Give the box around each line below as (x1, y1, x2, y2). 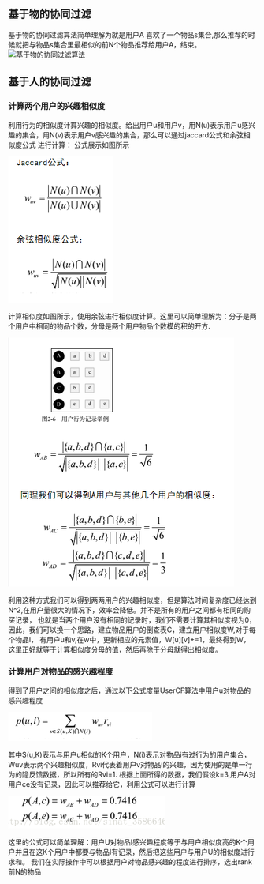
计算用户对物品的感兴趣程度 (8, 666, 113, 677)
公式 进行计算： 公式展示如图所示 (21, 140, 130, 149)
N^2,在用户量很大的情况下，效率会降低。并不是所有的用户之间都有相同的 (8, 605, 244, 615)
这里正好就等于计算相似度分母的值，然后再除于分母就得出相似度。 (8, 645, 222, 654)
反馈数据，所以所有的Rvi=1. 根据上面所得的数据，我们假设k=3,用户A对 (28, 769, 256, 779)
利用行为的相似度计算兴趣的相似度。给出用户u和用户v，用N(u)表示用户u (8, 120, 242, 130)
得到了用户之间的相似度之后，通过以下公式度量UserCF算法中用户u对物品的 (8, 686, 251, 695)
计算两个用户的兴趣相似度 (8, 101, 106, 112)
